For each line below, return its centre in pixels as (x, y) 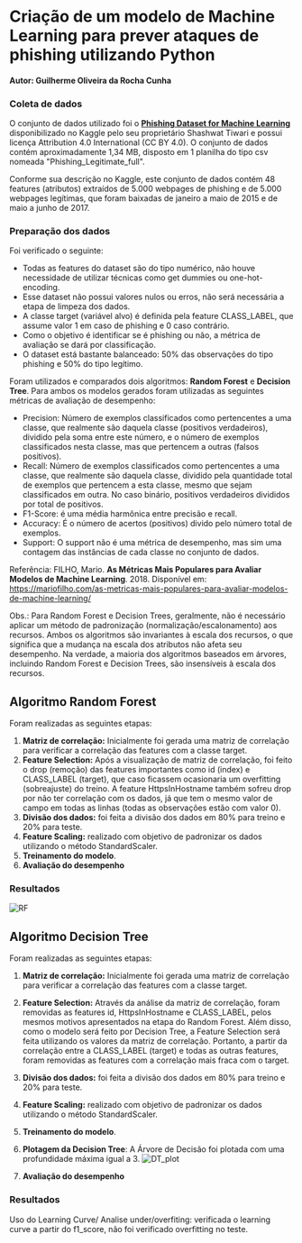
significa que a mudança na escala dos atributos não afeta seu (126, 644)
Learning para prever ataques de (134, 36)
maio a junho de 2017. (50, 208)
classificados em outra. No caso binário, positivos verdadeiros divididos (156, 495)
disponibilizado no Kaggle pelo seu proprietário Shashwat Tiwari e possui (146, 133)
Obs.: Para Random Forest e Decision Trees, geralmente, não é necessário (147, 616)
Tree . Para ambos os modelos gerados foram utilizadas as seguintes (137, 391)
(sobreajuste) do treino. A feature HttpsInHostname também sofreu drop (156, 789)
